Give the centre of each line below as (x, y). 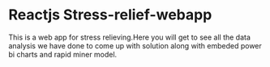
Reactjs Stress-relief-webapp (110, 15)
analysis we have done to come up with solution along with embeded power (135, 45)
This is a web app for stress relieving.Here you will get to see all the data (130, 37)
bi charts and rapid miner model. (63, 54)
